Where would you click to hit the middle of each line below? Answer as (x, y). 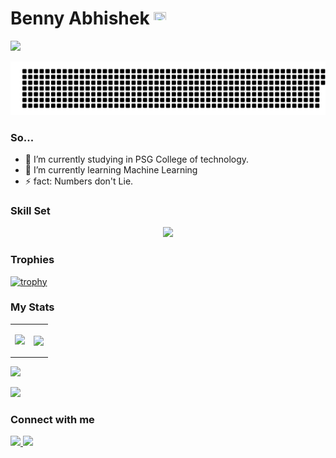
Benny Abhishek (80, 18)
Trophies (32, 260)
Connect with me (52, 420)
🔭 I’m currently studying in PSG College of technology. (137, 159)
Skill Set (30, 210)
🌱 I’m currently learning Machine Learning (111, 169)
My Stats (32, 307)
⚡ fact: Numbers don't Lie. (79, 181)
